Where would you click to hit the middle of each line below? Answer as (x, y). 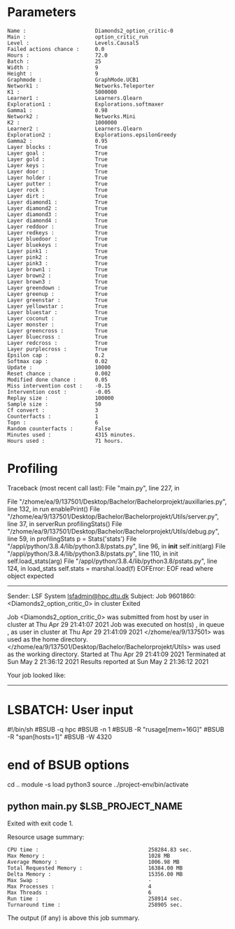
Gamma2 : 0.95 (58, 141)
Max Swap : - (79, 880)
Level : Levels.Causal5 (73, 43)
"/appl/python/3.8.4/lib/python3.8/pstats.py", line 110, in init (93, 553)
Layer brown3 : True (58, 282)
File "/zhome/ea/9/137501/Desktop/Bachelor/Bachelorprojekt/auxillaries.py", (117, 502)
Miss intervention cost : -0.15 (59, 385)
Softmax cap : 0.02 (58, 361)
